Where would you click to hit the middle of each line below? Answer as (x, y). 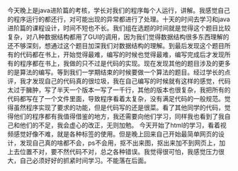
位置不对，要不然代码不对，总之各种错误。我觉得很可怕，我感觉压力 (119, 152)
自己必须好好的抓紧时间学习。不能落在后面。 (85, 160)
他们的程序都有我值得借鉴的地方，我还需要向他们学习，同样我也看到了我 (119, 116)
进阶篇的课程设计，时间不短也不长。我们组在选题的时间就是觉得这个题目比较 (119, 28)
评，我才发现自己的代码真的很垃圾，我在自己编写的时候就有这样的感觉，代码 (119, 81)
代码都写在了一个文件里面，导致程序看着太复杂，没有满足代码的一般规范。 (116, 99)
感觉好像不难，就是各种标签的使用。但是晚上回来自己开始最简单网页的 (115, 134)
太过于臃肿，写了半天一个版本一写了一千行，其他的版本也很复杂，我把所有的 (119, 90)
